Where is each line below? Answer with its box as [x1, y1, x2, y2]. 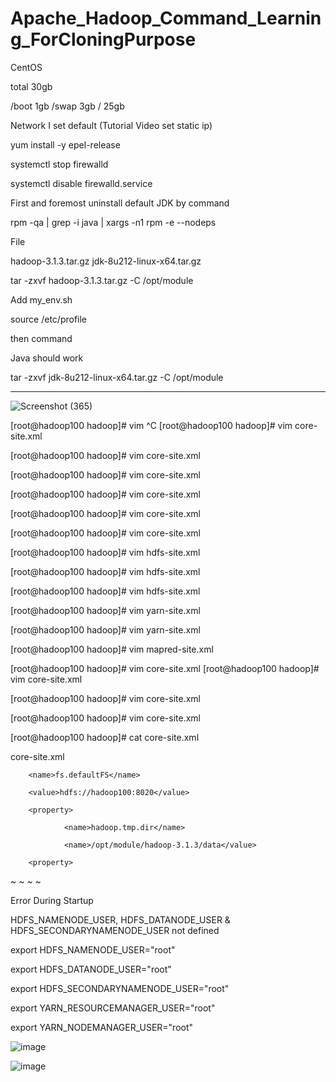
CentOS [10, 61, 43, 73]
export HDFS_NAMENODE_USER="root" [10, 943, 176, 956]
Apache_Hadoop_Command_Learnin [10, 7, 322, 30]
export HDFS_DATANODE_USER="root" [10, 963, 172, 975]
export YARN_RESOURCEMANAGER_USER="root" [10, 1002, 216, 1014]
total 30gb [10, 80, 53, 92]
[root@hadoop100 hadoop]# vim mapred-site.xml [10, 643, 214, 655]
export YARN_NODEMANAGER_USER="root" [10, 1021, 194, 1033]
